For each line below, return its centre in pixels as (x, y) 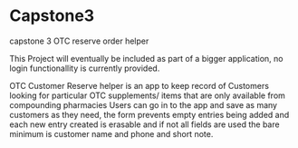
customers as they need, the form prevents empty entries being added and (149, 114)
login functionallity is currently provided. (85, 68)
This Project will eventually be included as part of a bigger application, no (146, 58)
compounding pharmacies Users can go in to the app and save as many (144, 104)
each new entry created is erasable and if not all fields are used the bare (144, 124)
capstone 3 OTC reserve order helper (79, 41)
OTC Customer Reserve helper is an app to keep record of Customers (139, 85)
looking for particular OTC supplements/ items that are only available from (147, 95)
